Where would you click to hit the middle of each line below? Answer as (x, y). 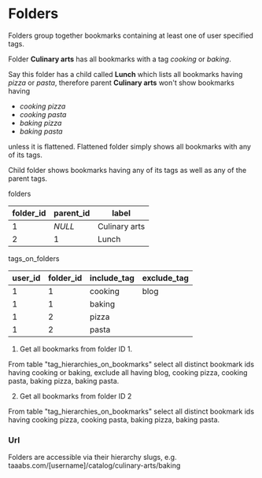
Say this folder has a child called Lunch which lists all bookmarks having (125, 74)
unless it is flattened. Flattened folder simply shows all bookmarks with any (130, 146)
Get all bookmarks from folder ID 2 (76, 396)
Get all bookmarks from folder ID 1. (76, 349)
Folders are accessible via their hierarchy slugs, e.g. (92, 458)
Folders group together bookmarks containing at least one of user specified (131, 35)
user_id (26, 278)
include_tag (112, 278)
